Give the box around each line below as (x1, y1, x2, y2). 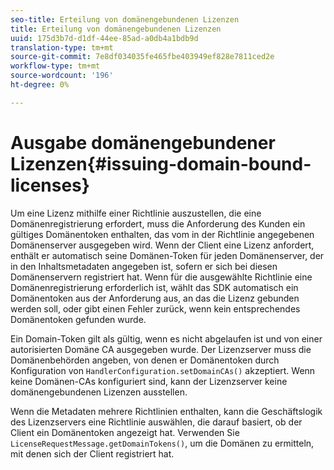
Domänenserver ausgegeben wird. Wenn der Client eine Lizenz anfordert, (10, 239, 315, 251)
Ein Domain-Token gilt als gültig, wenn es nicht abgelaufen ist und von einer (10, 332, 323, 345)
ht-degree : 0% (10, 80, 70, 90)
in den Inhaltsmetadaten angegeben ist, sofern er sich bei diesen (10, 260, 278, 272)
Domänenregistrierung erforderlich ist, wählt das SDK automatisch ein (10, 281, 299, 293)
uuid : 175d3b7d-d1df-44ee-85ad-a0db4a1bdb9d (10, 33, 199, 43)
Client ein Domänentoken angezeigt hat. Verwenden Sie (10, 426, 240, 438)
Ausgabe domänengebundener (10, 131, 276, 154)
